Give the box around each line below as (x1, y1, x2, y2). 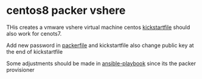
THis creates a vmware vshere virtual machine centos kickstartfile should (6, 24, 190, 31)
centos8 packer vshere (6, 4, 126, 17)
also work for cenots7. (6, 30, 62, 37)
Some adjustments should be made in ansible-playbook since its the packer (6, 60, 197, 67)
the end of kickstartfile (6, 48, 63, 55)
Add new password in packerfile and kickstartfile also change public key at (6, 42, 194, 49)
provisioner (6, 66, 35, 73)
